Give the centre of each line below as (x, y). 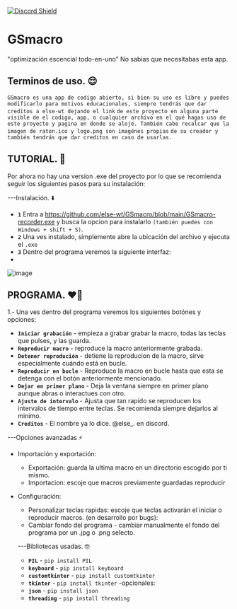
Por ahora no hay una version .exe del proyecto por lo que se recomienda (114, 176)
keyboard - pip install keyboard (76, 568)
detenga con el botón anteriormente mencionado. (90, 378)
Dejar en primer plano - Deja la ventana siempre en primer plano (113, 386)
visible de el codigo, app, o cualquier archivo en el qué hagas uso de (117, 117)
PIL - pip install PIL (60, 561)
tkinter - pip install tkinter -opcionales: (92, 583)
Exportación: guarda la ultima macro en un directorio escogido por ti (128, 468)
